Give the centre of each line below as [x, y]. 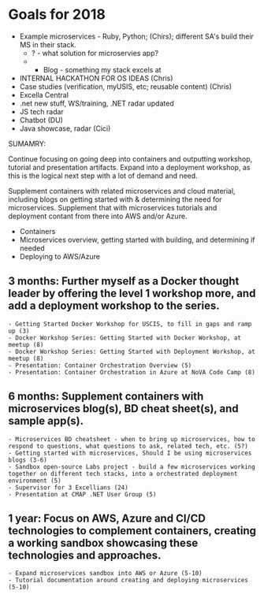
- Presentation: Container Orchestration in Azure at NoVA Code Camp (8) [132, 372]
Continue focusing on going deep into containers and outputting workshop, [130, 158]
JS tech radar [42, 111]
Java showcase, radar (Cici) [65, 128]
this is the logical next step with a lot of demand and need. [103, 176]
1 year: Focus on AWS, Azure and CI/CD [107, 518]
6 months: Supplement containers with [106, 397]
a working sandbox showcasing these [103, 542]
